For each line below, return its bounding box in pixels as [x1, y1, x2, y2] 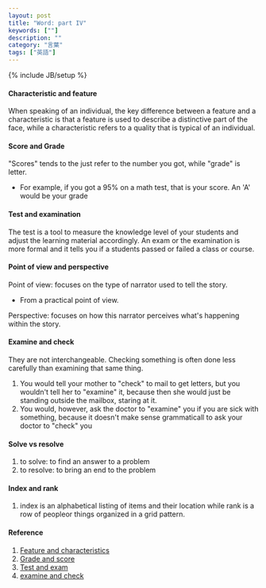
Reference [8, 528, 44, 537]
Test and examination [8, 210, 81, 219]
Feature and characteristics [19, 545, 110, 555]
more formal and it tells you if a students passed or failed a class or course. [8, 244, 255, 253]
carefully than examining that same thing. [8, 363, 144, 373]
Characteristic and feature [8, 88, 98, 98]
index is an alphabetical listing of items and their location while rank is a [19, 501, 255, 511]
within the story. [8, 319, 61, 328]
